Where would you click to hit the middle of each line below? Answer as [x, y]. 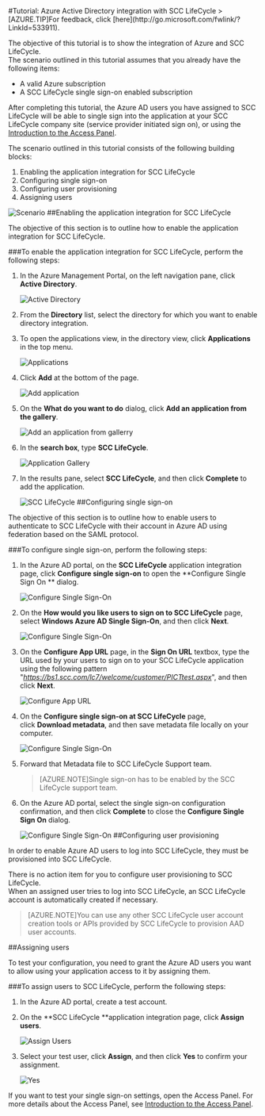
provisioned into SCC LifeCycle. [60, 859]
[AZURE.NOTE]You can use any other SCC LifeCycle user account [135, 915]
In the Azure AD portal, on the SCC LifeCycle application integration [131, 565]
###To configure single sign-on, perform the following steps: [108, 550]
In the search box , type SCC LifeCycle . [84, 447]
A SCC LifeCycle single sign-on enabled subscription [106, 92]
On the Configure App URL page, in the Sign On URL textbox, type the [134, 652]
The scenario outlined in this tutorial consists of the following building [121, 148]
